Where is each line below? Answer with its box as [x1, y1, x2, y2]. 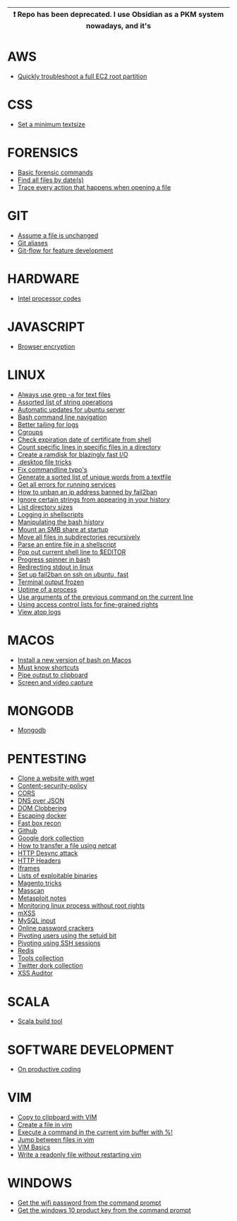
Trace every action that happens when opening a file [17, 183, 171, 191]
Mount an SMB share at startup [17, 525, 109, 533]
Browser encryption [17, 342, 75, 351]
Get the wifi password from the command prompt [17, 1198, 162, 1207]
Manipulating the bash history [17, 518, 104, 526]
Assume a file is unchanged [17, 231, 99, 239]
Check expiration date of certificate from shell [17, 435, 152, 444]
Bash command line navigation [17, 413, 107, 421]
